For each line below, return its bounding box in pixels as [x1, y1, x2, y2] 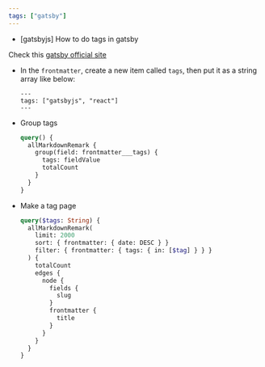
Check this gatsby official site [8, 49, 107, 59]
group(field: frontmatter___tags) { [35, 149, 158, 157]
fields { [49, 284, 79, 292]
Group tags [19, 118, 58, 128]
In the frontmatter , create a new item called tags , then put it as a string [19, 65, 257, 75]
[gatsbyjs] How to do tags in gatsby [19, 34, 139, 44]
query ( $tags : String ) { [19, 216, 101, 225]
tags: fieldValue [41, 156, 101, 164]
